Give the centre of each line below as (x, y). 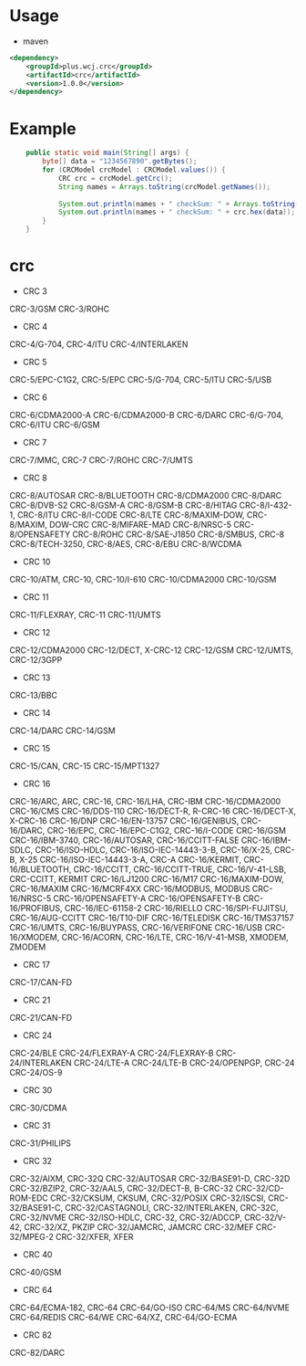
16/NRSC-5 (31, 898)
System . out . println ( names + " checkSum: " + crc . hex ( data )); (177, 212)
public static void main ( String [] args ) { (107, 153)
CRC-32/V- (265, 1217)
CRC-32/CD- (260, 1188)
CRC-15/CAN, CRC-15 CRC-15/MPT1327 (85, 766)
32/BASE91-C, (36, 1207)
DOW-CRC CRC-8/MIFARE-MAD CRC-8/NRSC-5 (140, 524)
